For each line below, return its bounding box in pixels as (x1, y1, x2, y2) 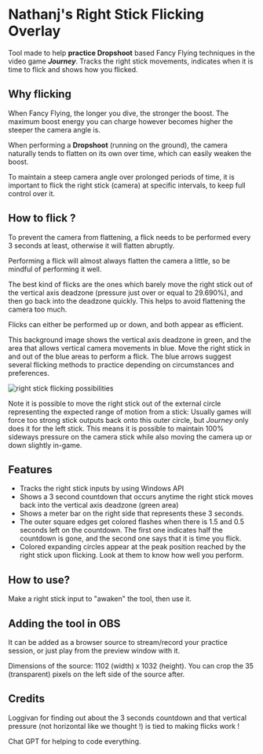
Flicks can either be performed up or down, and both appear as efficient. (8, 319, 244, 329)
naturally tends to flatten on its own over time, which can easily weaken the (8, 148, 252, 158)
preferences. (8, 368, 49, 377)
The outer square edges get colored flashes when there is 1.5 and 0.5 (19, 517, 245, 526)
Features (8, 463, 53, 476)
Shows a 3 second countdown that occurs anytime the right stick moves (19, 492, 254, 501)
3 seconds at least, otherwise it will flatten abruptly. (8, 241, 175, 250)
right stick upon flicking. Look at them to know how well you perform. (19, 551, 244, 560)
